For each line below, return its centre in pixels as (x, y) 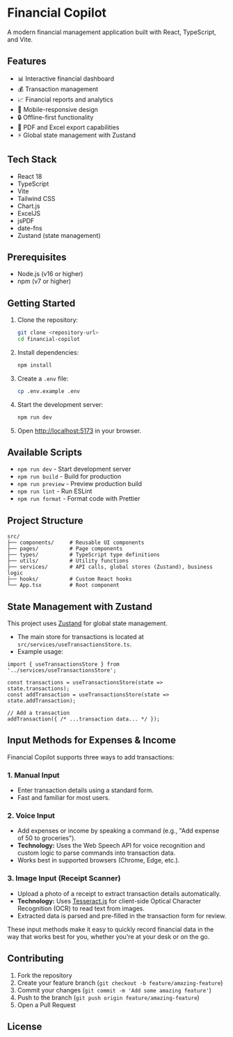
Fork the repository (45, 975)
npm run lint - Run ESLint (55, 491)
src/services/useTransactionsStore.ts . (74, 644)
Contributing (35, 959)
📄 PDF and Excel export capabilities (68, 127)
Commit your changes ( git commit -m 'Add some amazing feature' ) (114, 990)
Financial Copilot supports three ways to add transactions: (91, 757)
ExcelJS (29, 213)
